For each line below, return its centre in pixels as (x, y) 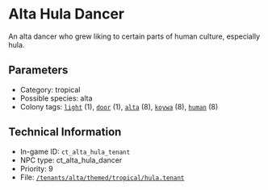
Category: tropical (50, 89)
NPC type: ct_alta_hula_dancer (71, 160)
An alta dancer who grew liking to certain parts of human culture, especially (134, 36)
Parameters (38, 70)
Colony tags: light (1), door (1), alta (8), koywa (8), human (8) (119, 106)
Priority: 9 (37, 168)
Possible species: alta (56, 98)
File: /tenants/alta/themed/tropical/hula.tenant (102, 177)
